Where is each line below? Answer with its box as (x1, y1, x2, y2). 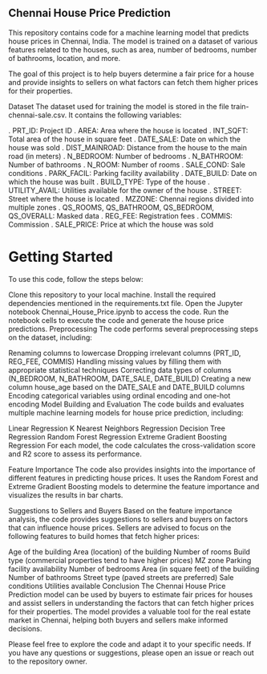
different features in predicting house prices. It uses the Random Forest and (8, 473, 259, 483)
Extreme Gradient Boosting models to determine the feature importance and (8, 481, 260, 491)
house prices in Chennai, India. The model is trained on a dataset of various (8, 36, 258, 46)
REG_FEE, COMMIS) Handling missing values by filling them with (8, 357, 222, 366)
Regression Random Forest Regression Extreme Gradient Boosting (8, 431, 227, 441)
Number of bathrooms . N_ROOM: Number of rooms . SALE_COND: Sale (8, 160, 246, 170)
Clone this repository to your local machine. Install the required (8, 289, 216, 300)
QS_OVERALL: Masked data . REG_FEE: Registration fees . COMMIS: (8, 210, 233, 220)
